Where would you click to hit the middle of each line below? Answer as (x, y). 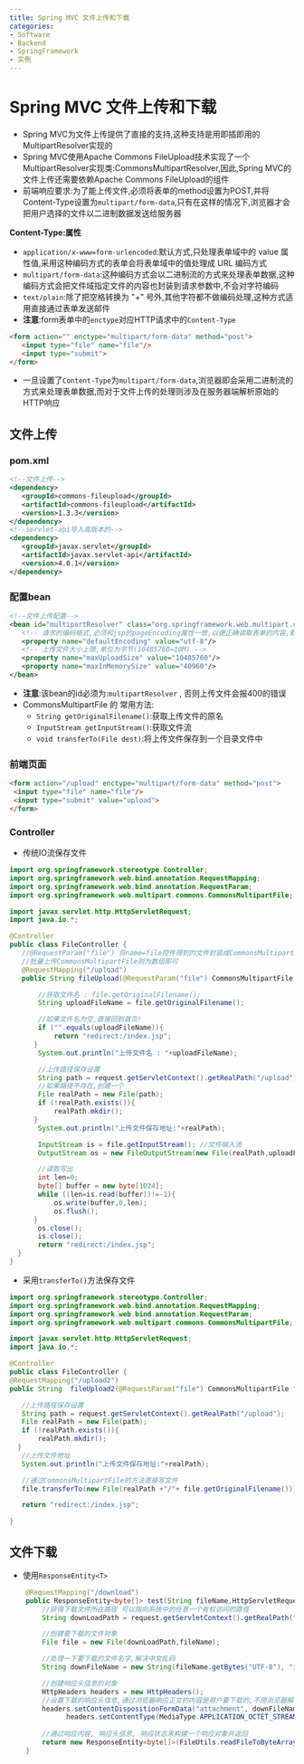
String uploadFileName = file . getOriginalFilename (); (141, 1003)
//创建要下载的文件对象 (80, 1634)
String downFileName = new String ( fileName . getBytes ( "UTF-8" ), (163, 1667)
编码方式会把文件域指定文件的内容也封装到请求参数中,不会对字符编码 (150, 285)
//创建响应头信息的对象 (80, 1683)
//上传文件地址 (46, 1456)
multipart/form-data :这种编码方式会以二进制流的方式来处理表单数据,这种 (158, 274)
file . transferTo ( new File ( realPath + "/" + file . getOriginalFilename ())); (161, 1489)
